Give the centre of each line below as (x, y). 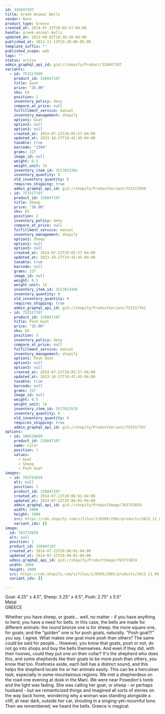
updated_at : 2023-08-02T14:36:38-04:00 (46, 38)
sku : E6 (22, 331)
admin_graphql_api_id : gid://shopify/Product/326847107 (63, 65)
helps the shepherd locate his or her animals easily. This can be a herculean (82, 670)
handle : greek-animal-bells (34, 33)
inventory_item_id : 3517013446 (46, 290)
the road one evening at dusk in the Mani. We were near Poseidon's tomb (79, 680)
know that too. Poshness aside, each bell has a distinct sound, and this (77, 664)
